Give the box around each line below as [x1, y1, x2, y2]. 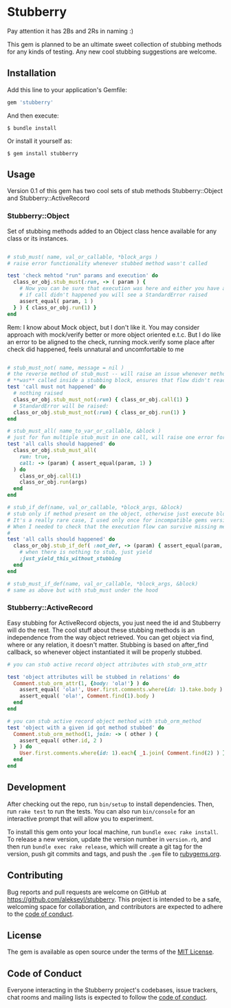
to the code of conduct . [7, 910, 74, 918]
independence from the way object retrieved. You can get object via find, [7, 633, 214, 641]
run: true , [19, 453, 51, 460]
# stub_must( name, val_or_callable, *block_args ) [7, 254, 158, 260]
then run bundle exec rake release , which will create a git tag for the [7, 842, 203, 851]
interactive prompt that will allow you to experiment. [7, 814, 154, 822]
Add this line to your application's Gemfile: [7, 85, 127, 93]
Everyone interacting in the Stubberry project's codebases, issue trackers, [7, 986, 218, 994]
